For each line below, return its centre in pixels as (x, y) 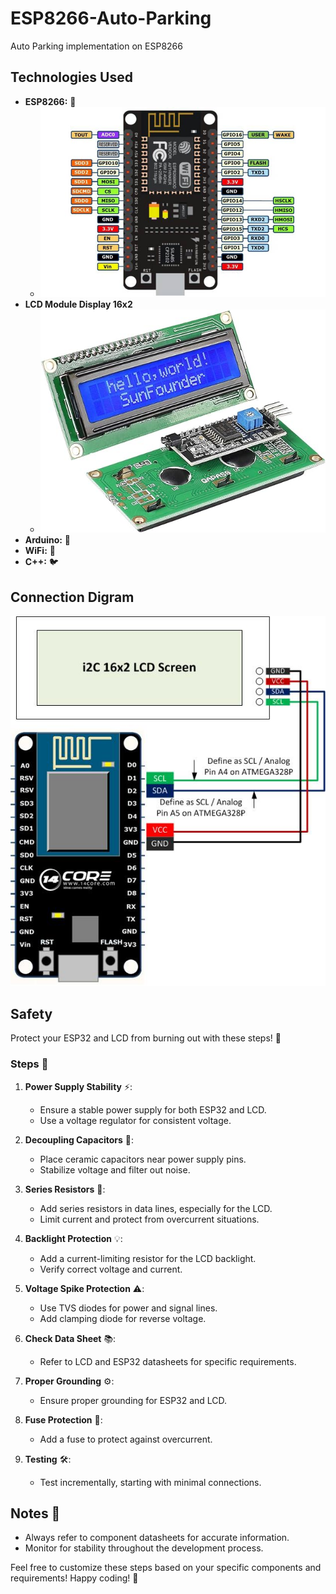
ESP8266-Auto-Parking (111, 18)
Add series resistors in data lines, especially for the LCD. (156, 1208)
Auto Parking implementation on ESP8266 (96, 46)
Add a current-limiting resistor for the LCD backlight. (148, 1258)
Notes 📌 (35, 1513)
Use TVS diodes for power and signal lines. (128, 1308)
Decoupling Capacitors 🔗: (79, 1139)
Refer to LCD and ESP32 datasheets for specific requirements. (168, 1361)
